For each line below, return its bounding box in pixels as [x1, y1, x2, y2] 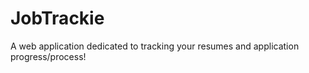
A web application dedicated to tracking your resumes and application [10, 40, 300, 52]
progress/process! [10, 50, 87, 62]
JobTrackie [10, 7, 105, 30]
